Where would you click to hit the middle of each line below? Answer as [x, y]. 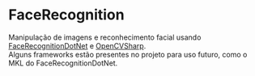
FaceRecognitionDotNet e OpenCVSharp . [77, 45]
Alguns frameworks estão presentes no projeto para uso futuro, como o [128, 54]
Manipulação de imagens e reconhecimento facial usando [105, 37]
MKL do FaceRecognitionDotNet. [63, 63]
